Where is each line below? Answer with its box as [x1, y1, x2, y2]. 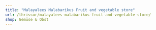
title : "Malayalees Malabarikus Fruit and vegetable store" [5, 7, 136, 13]
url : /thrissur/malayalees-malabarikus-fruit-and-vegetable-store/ [5, 12, 151, 17]
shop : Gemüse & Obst [5, 17, 49, 22]
